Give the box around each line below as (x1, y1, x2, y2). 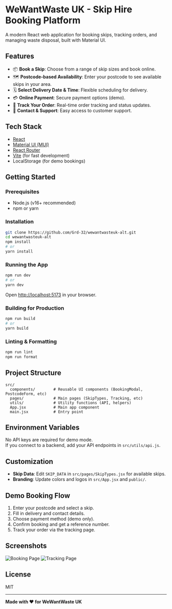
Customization (5, 457, 54, 466)
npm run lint (5, 350, 33, 355)
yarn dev (5, 282, 24, 288)
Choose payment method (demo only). (12, 516, 95, 522)
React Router (12, 147, 40, 153)
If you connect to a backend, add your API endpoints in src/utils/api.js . (5, 442, 161, 449)
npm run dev (5, 273, 31, 278)
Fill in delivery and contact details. (12, 510, 85, 516)
